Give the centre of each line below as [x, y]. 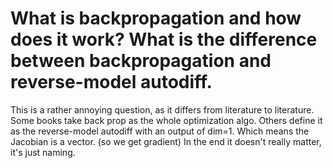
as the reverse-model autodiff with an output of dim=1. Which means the [160, 131]
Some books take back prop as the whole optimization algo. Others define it [166, 120]
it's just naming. [43, 152]
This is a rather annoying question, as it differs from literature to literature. [162, 109]
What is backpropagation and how [156, 18]
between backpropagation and [141, 61]
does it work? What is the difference [164, 39]
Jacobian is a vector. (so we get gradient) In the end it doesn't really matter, [166, 141]
